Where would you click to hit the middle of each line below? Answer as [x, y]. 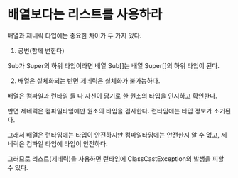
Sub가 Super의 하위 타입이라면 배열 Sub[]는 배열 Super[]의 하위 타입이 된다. [114, 65]
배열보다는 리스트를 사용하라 [85, 15]
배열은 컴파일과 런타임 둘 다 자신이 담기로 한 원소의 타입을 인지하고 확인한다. [113, 96]
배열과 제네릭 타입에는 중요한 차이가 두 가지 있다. [75, 35]
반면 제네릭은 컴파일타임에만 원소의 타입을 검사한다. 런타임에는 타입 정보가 [110, 111]
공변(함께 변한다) [41, 50]
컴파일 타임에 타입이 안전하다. [67, 143]
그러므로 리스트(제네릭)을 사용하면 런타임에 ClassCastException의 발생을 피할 [116, 158]
